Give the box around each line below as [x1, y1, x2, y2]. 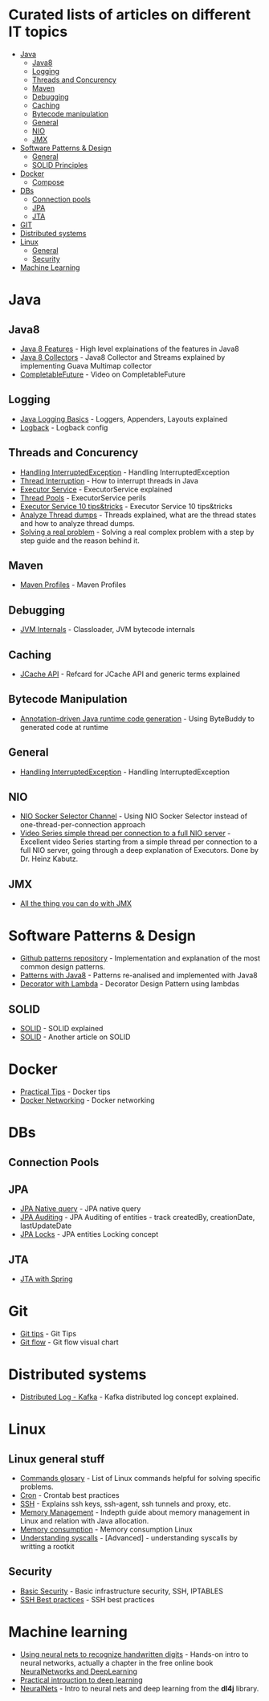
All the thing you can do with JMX [19, 899, 132, 908]
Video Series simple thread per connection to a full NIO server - [19, 829, 231, 838]
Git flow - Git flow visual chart [19, 1337, 119, 1347]
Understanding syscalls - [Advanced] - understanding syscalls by [19, 1533, 238, 1543]
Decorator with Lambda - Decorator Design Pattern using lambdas [19, 979, 239, 989]
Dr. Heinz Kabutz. [19, 854, 79, 864]
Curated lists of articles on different [8, 6, 251, 24]
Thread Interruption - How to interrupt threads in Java [19, 475, 199, 485]
